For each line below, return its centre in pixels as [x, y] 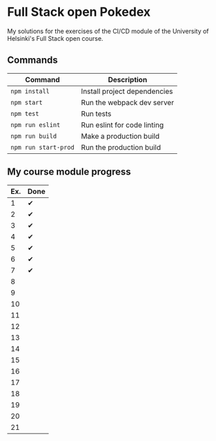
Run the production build [121, 147]
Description [128, 79]
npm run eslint [36, 125]
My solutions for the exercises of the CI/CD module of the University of [108, 31]
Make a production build [120, 136]
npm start [27, 102]
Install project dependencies [127, 91]
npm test [25, 114]
